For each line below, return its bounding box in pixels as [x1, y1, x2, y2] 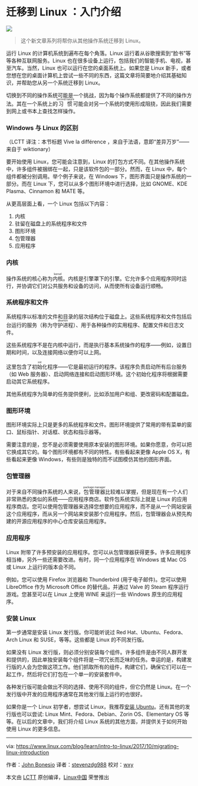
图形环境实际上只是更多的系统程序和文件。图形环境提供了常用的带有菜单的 [6, 421, 187, 428]
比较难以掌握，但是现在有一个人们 [105, 488, 188, 496]
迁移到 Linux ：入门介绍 [6, 5, 121, 19]
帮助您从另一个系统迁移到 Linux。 [21, 79, 104, 86]
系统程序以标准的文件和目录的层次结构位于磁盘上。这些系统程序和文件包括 [6, 313, 187, 320]
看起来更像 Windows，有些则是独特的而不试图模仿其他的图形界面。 [11, 456, 175, 463]
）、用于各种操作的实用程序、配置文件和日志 [73, 321, 179, 328]
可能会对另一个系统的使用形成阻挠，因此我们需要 [72, 100, 192, 107]
